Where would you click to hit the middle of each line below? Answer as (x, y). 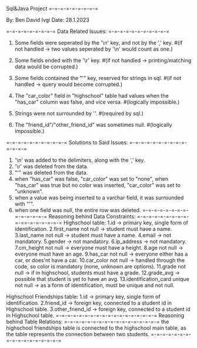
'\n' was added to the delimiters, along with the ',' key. (80, 160)
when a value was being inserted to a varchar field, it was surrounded (99, 198)
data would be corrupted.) (46, 67)
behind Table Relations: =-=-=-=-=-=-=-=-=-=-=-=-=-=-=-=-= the (88, 322)
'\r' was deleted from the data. (51, 166)
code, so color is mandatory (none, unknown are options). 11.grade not (100, 266)
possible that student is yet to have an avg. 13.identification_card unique (102, 279)
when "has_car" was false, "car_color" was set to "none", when (91, 179)
